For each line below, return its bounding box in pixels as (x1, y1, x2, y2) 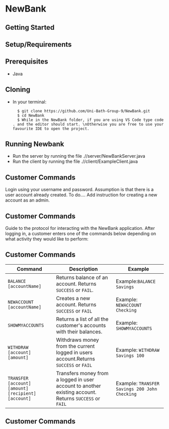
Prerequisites (5, 57, 48, 66)
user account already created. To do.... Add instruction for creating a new (5, 192, 157, 198)
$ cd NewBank (17, 113, 45, 118)
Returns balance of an (56, 274, 108, 281)
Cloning (5, 85, 31, 94)
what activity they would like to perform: (5, 236, 89, 242)
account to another (56, 382, 102, 389)
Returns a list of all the (56, 316, 109, 323)
